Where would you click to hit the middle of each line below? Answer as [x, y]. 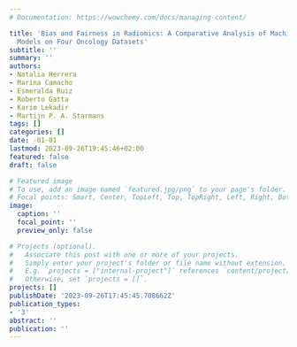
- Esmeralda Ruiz [41, 91]
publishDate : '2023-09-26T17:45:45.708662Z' [92, 296]
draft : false [33, 165]
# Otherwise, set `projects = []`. [79, 280]
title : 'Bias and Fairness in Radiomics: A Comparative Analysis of [138, 33]
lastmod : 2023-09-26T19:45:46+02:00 [76, 149]
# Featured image [41, 181]
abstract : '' [33, 320]
